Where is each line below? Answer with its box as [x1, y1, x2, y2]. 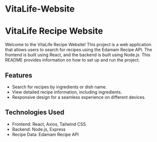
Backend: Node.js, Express [12, 126, 66, 132]
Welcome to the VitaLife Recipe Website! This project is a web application [5, 42, 151, 47]
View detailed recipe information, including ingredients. [12, 89, 122, 95]
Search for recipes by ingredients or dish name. [12, 84, 107, 90]
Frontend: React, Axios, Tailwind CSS [12, 121, 86, 127]
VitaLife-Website [5, 3, 75, 15]
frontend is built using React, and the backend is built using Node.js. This [5, 52, 151, 58]
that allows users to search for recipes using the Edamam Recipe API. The [5, 47, 152, 53]
